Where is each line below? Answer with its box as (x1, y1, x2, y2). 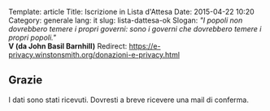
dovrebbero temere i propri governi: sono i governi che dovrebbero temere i (8, 24, 262, 33)
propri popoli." (8, 32, 57, 42)
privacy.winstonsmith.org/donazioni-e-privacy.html (8, 50, 181, 59)
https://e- (128, 41, 161, 51)
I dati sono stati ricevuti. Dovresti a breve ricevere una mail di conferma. (8, 95, 250, 105)
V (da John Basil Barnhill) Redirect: (8, 41, 128, 51)
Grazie (8, 73, 43, 88)
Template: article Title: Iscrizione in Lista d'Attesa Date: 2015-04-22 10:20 (8, 7, 255, 16)
